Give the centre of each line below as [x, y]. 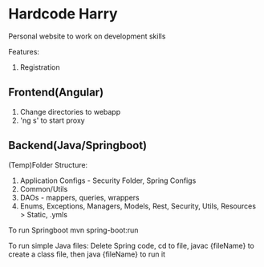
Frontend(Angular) [56, 93]
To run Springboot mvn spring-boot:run [73, 230]
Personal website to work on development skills [87, 36]
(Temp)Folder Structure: [48, 164]
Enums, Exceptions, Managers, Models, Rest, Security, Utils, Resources [138, 206]
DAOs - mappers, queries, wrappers [79, 197]
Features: [24, 51]
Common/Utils [44, 188]
